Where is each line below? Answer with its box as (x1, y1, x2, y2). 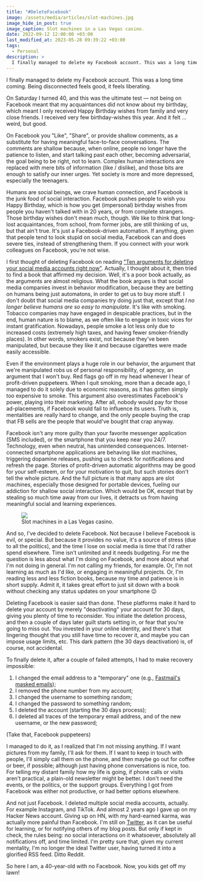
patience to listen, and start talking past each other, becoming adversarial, (6, 151, 192, 158)
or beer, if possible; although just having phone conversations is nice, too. (6, 762, 190, 769)
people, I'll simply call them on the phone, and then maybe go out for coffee (6, 755, 195, 762)
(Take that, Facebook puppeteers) (6, 730, 91, 738)
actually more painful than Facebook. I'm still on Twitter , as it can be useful (6, 818, 192, 826)
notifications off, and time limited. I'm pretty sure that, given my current (6, 837, 183, 845)
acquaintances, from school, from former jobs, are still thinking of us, (16, 220, 189, 228)
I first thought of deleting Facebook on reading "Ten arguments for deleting (6, 258, 193, 265)
